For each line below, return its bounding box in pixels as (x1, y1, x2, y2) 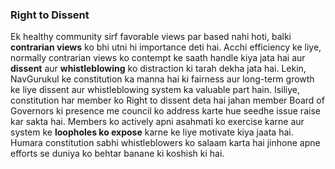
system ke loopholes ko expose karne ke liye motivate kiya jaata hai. (10, 126, 294, 138)
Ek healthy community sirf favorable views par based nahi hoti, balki (10, 31, 292, 43)
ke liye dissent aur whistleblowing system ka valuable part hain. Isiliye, (10, 84, 301, 96)
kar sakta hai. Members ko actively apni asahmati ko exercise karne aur (10, 116, 305, 128)
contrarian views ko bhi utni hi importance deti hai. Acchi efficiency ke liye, (10, 41, 322, 53)
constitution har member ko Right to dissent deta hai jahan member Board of (10, 94, 325, 107)
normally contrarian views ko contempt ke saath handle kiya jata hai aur (10, 52, 306, 64)
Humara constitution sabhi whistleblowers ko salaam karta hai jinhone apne (10, 137, 321, 149)
